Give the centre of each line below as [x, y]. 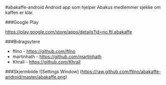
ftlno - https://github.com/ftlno [44, 51]
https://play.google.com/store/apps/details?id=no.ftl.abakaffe [69, 32]
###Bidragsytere [23, 41]
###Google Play [22, 22]
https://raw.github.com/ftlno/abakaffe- [121, 71]
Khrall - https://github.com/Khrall [47, 62]
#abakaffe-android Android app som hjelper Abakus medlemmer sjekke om [83, 7]
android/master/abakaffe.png [36, 77]
